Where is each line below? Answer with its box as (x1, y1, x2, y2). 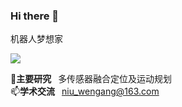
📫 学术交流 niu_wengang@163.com (10, 85, 160, 98)
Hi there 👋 (10, 9, 60, 23)
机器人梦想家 (10, 33, 63, 45)
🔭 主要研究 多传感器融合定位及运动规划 (10, 73, 173, 85)
